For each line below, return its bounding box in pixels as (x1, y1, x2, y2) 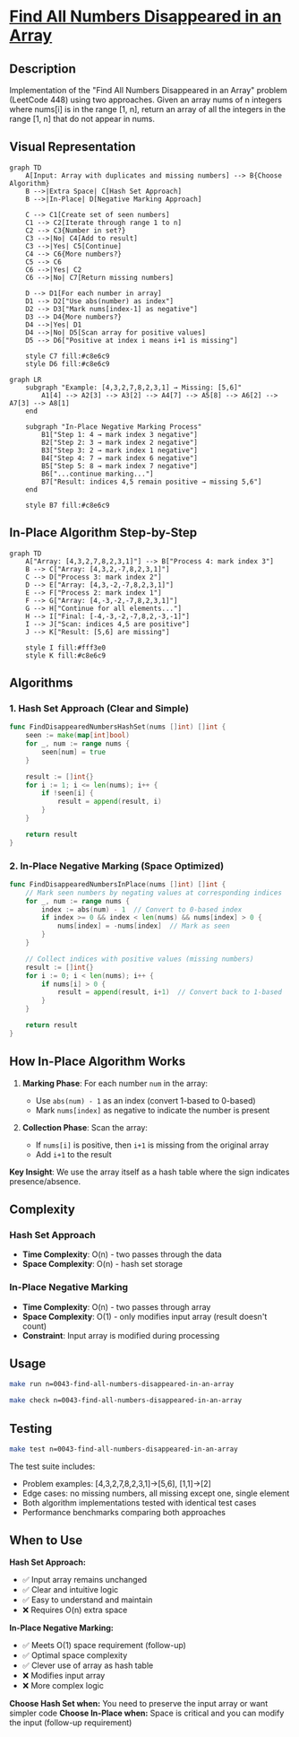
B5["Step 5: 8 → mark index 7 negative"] (41, 461, 199, 470)
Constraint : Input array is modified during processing (21, 1330, 220, 1340)
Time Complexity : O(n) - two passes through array (21, 1301, 211, 1312)
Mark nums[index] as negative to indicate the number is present (35, 1104, 270, 1115)
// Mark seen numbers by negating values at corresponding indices (25, 888, 282, 897)
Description (9, 61, 76, 76)
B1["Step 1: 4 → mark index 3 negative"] (41, 430, 199, 439)
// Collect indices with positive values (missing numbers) (25, 954, 254, 964)
